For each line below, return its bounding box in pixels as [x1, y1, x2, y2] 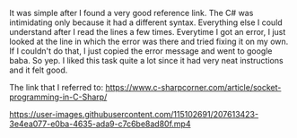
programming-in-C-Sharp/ [9, 91, 108, 102]
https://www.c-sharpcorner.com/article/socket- [105, 82, 282, 92]
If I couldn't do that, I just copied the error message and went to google [9, 46, 273, 56]
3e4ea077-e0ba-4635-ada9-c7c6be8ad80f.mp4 [9, 118, 191, 129]
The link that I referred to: [9, 82, 104, 92]
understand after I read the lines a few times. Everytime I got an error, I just [9, 27, 286, 37]
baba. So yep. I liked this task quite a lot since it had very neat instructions [9, 56, 284, 65]
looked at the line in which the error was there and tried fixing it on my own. [9, 36, 289, 47]
